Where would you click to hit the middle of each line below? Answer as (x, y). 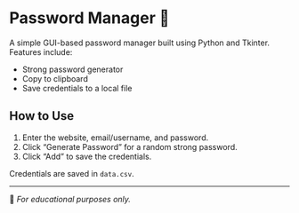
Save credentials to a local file (77, 88)
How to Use (42, 116)
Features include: (41, 51)
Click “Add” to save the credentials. (87, 156)
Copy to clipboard (55, 78)
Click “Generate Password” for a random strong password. (129, 146)
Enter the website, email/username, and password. (115, 138)
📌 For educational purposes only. (70, 199)
